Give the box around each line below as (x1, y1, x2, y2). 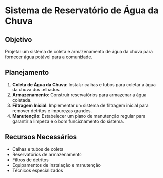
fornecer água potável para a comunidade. (5, 54, 93, 60)
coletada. (12, 97, 32, 103)
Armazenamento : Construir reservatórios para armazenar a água (12, 92, 147, 98)
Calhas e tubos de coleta (12, 146, 64, 152)
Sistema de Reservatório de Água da (5, 5, 159, 16)
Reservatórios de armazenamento (12, 151, 82, 157)
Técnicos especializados (12, 167, 63, 173)
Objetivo (5, 35, 32, 44)
